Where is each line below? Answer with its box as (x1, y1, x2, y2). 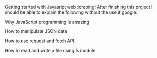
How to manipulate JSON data (5, 29, 67, 34)
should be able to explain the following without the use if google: (5, 9, 138, 15)
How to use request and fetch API (5, 38, 75, 44)
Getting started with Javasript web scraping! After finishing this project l (5, 4, 153, 10)
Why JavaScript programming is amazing (5, 19, 89, 25)
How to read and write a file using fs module (5, 48, 96, 53)
